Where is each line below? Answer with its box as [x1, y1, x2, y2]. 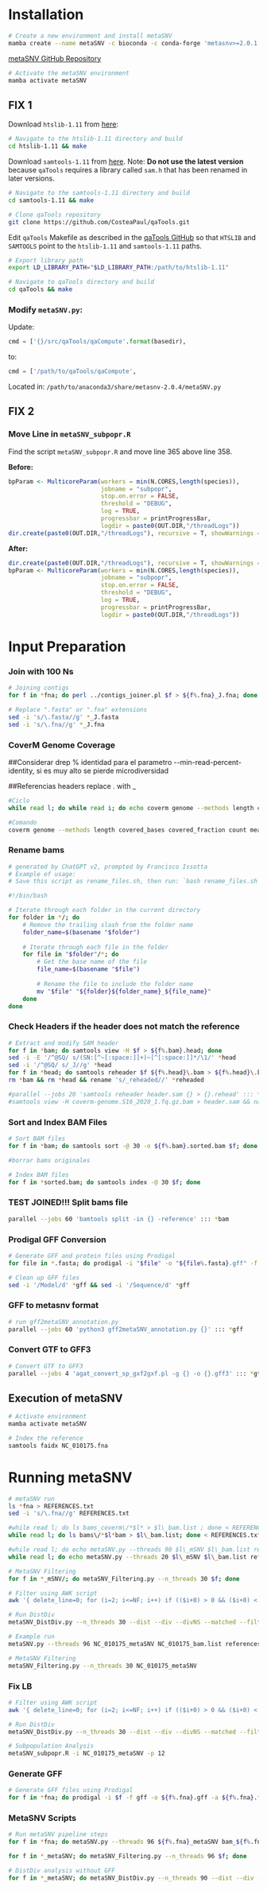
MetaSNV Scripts [8, 1813, 77, 1824]
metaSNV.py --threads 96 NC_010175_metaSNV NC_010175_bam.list [8, 1640, 222, 1647]
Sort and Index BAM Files [8, 1116, 107, 1127]
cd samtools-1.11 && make [8, 196, 94, 204]
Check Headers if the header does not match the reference [8, 1021, 240, 1032]
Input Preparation [8, 638, 126, 655]
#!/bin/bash [8, 892, 48, 900]
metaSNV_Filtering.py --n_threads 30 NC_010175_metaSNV [8, 1662, 197, 1670]
